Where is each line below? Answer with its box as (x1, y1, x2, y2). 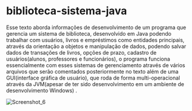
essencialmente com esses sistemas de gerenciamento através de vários (6, 61, 185, 69)
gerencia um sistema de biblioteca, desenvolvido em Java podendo (6, 30, 172, 37)
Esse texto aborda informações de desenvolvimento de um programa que (6, 24, 186, 31)
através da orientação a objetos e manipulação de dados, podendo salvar (6, 43, 187, 50)
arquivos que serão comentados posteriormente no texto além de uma (6, 68, 179, 75)
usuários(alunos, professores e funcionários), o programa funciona (6, 55, 171, 62)
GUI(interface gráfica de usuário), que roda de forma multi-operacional (6, 74, 180, 81)
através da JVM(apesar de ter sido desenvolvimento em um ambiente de (6, 80, 184, 87)
